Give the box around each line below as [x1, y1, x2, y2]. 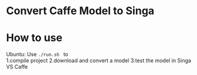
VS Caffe [6, 63, 28, 70]
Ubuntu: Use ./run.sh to [6, 51, 69, 58]
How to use [6, 31, 63, 45]
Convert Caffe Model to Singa [6, 4, 155, 18]
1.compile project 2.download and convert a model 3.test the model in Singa [6, 57, 191, 64]
